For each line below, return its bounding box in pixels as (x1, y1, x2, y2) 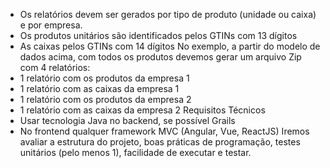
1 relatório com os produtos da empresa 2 (19, 94, 192, 105)
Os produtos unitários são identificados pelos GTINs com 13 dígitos (19, 30, 298, 41)
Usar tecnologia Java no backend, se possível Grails (19, 115, 236, 126)
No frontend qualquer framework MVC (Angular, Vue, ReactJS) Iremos (19, 125, 310, 137)
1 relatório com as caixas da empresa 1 (19, 83, 180, 94)
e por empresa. (19, 19, 83, 31)
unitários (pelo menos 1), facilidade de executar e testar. (19, 147, 252, 158)
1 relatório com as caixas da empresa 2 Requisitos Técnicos (19, 104, 266, 116)
